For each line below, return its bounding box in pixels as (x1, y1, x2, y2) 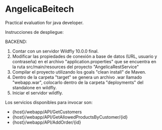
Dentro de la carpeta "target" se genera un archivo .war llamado (12, 74, 142, 80)
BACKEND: (5, 38, 27, 45)
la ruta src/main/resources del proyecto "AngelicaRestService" (12, 64, 139, 70)
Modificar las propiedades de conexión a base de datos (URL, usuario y (12, 53, 157, 59)
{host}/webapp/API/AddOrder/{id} (12, 119, 81, 125)
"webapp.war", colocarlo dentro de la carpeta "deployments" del (12, 79, 144, 85)
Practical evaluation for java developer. (5, 20, 84, 26)
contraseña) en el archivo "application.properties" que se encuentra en (12, 58, 157, 64)
